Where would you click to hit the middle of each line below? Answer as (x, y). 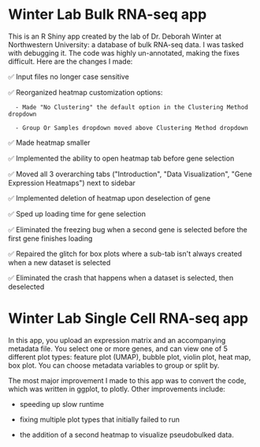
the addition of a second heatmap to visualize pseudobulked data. (127, 434)
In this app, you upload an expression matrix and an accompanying (117, 340)
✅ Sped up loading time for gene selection (77, 213)
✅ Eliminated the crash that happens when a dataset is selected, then (121, 278)
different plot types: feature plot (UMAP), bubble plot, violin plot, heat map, (130, 356)
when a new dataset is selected (59, 262)
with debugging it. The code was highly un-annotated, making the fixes (124, 53)
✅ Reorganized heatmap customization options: (85, 92)
